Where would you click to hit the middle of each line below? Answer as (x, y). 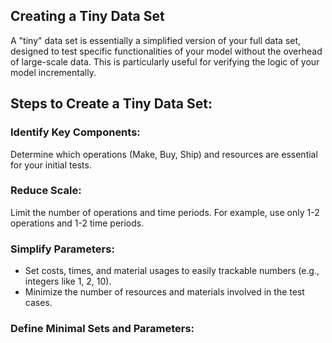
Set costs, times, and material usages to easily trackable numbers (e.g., (172, 271)
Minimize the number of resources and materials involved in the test (164, 292)
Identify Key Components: (75, 132)
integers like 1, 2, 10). (68, 281)
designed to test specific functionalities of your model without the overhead (166, 51)
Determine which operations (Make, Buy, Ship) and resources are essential (164, 154)
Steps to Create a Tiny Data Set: (111, 104)
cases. (38, 303)
